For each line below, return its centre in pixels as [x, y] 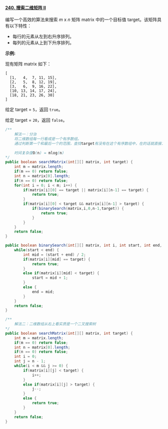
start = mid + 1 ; [50, 278]
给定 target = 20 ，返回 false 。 [36, 120]
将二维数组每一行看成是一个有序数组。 [48, 139]
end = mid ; [43, 292]
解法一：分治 [25, 134]
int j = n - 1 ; [30, 361]
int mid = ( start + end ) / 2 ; [54, 255]
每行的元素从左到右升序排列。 [43, 36]
